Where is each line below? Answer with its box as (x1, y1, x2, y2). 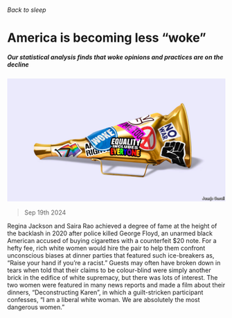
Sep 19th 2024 (24, 208, 66, 217)
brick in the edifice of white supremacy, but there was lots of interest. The (7, 274, 218, 282)
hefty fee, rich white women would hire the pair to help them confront (7, 244, 206, 253)
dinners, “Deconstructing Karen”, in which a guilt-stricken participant (7, 288, 204, 296)
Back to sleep (7, 6, 46, 14)
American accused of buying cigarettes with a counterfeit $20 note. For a (7, 237, 217, 245)
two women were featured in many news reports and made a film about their (7, 281, 226, 290)
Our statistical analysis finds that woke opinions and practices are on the (7, 53, 224, 62)
